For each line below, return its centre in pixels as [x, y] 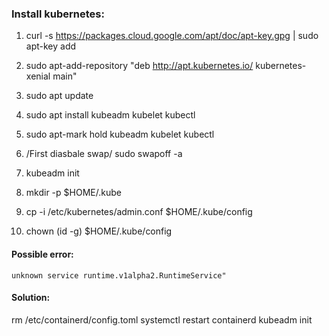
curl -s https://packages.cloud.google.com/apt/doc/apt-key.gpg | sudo [172, 36]
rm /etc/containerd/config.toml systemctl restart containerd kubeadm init [162, 319]
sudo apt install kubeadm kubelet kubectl [110, 115]
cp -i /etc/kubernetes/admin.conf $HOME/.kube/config [139, 212]
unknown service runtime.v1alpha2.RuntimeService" [119, 275]
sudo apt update [59, 96]
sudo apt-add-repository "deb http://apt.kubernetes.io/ [139, 66]
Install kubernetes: [58, 14]
